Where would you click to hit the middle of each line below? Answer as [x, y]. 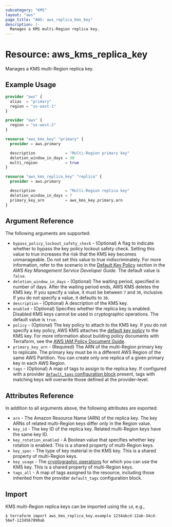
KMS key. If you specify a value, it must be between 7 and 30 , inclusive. [88, 292]
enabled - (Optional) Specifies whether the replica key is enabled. [82, 309]
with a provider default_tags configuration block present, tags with [84, 374]
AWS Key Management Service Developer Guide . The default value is [86, 270]
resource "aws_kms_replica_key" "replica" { [54, 177]
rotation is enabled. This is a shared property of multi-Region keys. [83, 445]
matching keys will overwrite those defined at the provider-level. [81, 380]
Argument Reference [40, 221]
